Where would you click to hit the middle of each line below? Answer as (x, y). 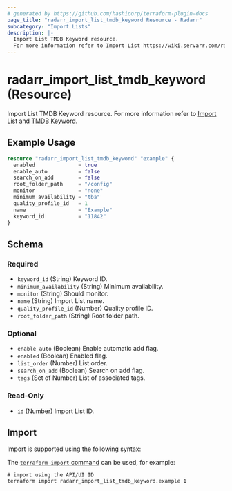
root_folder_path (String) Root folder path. (78, 316)
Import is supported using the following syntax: (74, 449)
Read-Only (26, 396)
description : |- (30, 33)
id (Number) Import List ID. (56, 411)
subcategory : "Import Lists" (49, 26)
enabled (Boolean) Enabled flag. (62, 356)
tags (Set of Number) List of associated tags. (81, 378)
